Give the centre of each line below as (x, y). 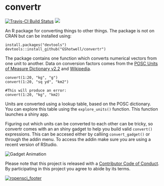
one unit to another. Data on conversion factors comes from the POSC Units (82, 63)
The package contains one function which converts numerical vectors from (81, 58)
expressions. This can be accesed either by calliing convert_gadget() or (78, 134)
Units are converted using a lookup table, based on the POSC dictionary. (78, 104)
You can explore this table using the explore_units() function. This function (82, 109)
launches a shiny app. (27, 114)
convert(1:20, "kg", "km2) (33, 94)
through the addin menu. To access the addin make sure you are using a (78, 139)
